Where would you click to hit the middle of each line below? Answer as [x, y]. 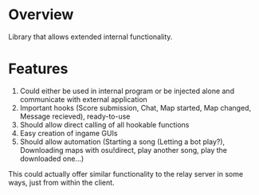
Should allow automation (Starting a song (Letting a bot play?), [122, 142]
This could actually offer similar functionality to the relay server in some [126, 174]
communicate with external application [83, 99]
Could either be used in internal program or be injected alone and [127, 91]
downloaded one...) [52, 158]
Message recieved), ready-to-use [75, 116]
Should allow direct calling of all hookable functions [104, 124]
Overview [41, 15]
